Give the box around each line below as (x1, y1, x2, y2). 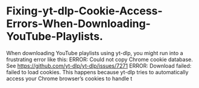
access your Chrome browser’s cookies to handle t (6, 75, 133, 82)
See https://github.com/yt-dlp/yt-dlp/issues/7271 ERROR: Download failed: (6, 62, 192, 69)
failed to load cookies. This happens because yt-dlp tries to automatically (6, 68, 189, 75)
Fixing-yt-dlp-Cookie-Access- (6, 4, 163, 18)
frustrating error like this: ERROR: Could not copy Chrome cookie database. (6, 56, 193, 63)
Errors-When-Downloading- (6, 17, 151, 31)
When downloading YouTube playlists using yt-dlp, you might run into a (6, 49, 183, 56)
